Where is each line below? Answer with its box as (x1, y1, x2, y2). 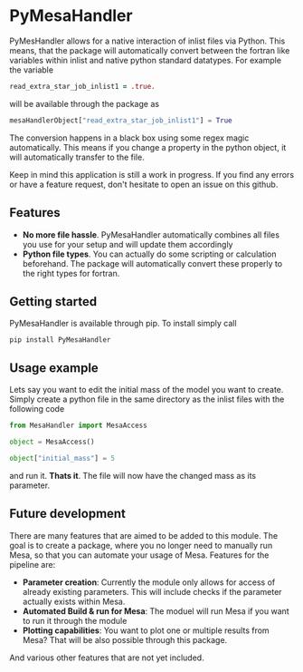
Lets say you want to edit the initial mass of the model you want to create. (9, 385, 284, 395)
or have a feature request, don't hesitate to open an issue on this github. (9, 179, 279, 190)
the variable (9, 64, 54, 75)
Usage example (9, 360, 99, 375)
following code (9, 404, 65, 414)
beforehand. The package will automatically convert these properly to (22, 258, 283, 268)
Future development (9, 506, 127, 521)
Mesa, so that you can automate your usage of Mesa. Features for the (9, 550, 270, 560)
